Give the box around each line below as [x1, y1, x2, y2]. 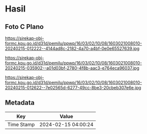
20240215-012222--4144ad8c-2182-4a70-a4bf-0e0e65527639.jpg [5, 46, 140, 51]
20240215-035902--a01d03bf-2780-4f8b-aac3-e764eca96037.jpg [5, 65, 140, 71]
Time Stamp [7, 121, 35, 128]
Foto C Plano [5, 23, 44, 31]
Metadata [5, 99, 35, 107]
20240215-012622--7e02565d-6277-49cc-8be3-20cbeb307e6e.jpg [5, 85, 141, 90]
